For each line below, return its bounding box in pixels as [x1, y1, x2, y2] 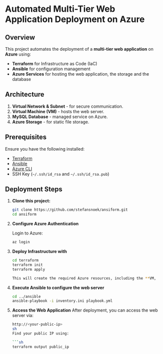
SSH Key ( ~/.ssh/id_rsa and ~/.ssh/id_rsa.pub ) [12, 171, 109, 177]
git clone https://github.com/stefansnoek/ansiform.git [12, 207, 128, 213]
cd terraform [12, 258, 39, 263]
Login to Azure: [12, 230, 43, 236]
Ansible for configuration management [12, 66, 91, 72]
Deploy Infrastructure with [12, 249, 67, 255]
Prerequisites [5, 133, 47, 141]
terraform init [12, 262, 43, 267]
